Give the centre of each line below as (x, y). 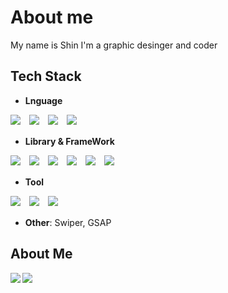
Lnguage (43, 100)
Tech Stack (46, 76)
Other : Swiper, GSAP (68, 222)
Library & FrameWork (69, 141)
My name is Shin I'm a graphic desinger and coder (114, 45)
